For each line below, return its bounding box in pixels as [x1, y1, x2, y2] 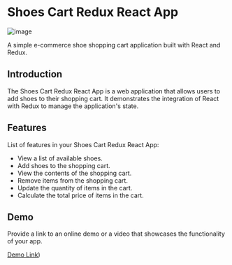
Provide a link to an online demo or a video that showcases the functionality [7, 229, 226, 238]
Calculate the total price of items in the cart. [17, 191, 145, 199]
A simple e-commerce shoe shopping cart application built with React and [7, 40, 221, 49]
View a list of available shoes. [17, 154, 103, 162]
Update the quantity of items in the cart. [17, 183, 133, 192]
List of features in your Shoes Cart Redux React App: [7, 140, 159, 149]
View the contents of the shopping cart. [17, 169, 132, 177]
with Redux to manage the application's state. [7, 102, 139, 110]
